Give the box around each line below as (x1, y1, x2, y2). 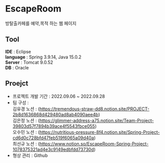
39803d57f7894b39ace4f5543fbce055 (12, 123, 96, 129)
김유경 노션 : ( (12, 106, 40, 112)
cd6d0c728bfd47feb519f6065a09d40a (12, 134, 95, 141)
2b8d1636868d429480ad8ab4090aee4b (12, 111, 99, 117)
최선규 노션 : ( (12, 140, 40, 146)
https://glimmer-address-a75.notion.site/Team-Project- (39, 117, 154, 123)
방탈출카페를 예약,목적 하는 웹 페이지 (5, 20, 76, 26)
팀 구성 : (12, 99, 29, 106)
